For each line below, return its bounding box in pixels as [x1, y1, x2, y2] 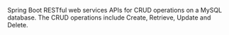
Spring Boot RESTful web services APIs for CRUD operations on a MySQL [7, 6, 223, 14]
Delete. [7, 21, 28, 29]
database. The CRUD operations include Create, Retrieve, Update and [7, 13, 211, 22]
